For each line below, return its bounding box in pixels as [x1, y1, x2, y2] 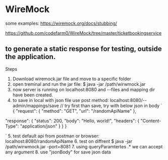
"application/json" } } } [20, 123, 67, 129]
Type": [5, 123, 19, 129]
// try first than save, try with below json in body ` [60, 102, 162, 109]
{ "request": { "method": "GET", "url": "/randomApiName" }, [12, 108, 136, 114]
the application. [5, 52, 56, 61]
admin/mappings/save [12, 102, 59, 109]
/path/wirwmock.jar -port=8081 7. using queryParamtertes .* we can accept [5, 143, 163, 149]
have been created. [12, 92, 53, 98]
